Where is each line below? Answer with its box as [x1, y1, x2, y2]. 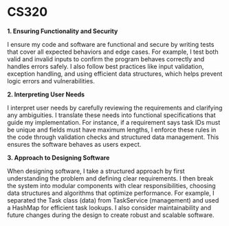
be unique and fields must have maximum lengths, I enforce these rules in [7, 125, 217, 134]
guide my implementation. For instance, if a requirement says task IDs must [7, 118, 221, 126]
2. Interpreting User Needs [7, 90, 85, 99]
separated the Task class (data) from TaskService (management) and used [7, 196, 219, 204]
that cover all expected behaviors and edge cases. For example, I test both [7, 48, 219, 56]
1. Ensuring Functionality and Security [7, 27, 118, 35]
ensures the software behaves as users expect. [7, 140, 142, 148]
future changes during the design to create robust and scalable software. [7, 211, 215, 219]
